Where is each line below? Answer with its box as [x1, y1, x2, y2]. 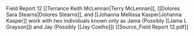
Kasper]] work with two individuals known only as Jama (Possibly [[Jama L [6, 17, 188, 24]
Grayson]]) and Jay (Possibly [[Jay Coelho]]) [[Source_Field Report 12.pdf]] [6, 23, 189, 30]
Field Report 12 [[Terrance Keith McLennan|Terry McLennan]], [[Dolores [6, 5, 180, 12]
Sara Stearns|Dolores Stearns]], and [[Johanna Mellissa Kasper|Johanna [6, 11, 182, 18]
